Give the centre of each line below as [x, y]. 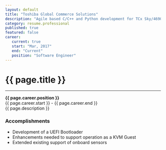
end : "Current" [27, 51]
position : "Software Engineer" [44, 55]
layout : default [22, 10]
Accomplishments [28, 121]
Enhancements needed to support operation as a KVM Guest [74, 137]
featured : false [22, 32]
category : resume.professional [37, 23]
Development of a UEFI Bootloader [47, 132]
